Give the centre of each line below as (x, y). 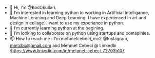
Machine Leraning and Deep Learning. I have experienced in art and (78, 18)
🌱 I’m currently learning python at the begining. (57, 28)
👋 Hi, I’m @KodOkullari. (33, 7)
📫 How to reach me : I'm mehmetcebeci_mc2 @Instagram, (69, 38)
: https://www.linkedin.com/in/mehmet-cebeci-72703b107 (67, 51)
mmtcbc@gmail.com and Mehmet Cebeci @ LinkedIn (63, 45)
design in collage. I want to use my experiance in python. (67, 23)
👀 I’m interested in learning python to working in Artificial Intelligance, (79, 13)
